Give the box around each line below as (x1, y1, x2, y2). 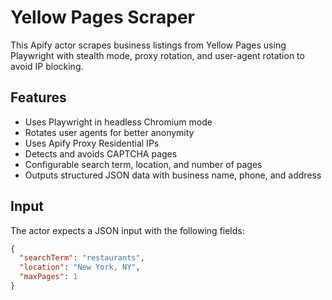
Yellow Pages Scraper (10, 6, 196, 29)
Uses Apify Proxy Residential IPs (24, 137, 160, 149)
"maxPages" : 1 (19, 272, 78, 282)
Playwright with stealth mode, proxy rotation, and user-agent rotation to (10, 49, 305, 61)
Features (10, 89, 67, 106)
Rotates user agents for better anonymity (24, 126, 195, 138)
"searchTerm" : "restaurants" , (19, 253, 145, 263)
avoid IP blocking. (10, 60, 84, 72)
